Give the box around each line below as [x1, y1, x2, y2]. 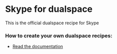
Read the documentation [12, 44, 63, 50]
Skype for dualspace [5, 3, 93, 15]
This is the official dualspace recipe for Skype [5, 20, 99, 26]
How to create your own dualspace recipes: [5, 32, 113, 39]
